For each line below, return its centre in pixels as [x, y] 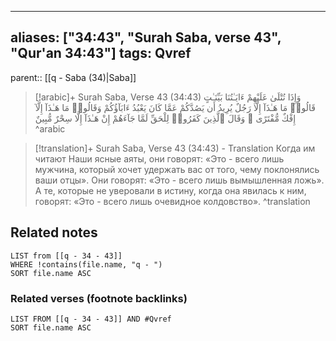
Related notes [54, 232]
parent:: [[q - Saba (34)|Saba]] [73, 77]
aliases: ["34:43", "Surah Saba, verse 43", [146, 37]
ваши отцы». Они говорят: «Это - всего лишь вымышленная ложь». [179, 180]
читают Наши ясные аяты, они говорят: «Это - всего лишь [159, 158]
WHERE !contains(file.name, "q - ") [86, 264]
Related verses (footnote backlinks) [99, 298]
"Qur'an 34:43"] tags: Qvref [101, 53]
